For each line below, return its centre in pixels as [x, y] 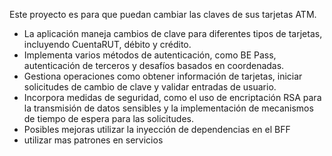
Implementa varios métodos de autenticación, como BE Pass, [150, 55]
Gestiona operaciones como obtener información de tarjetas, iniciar [163, 76]
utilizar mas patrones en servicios [93, 140]
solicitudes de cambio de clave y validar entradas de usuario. [150, 87]
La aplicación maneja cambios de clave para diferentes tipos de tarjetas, [173, 33]
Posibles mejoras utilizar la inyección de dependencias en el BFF [157, 129]
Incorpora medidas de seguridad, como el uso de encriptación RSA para [172, 97]
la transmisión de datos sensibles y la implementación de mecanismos [168, 108]
